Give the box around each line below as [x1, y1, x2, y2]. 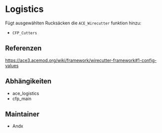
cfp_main [12, 96, 32, 102]
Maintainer [5, 110, 40, 118]
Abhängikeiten [5, 77, 52, 86]
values [5, 62, 19, 68]
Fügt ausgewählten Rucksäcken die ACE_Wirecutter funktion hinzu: [5, 20, 142, 26]
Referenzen [5, 44, 42, 53]
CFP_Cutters [12, 30, 37, 35]
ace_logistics [12, 90, 40, 96]
